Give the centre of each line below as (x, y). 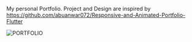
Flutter (15, 21)
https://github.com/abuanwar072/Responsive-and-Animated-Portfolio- (96, 15)
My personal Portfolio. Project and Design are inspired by (79, 9)
